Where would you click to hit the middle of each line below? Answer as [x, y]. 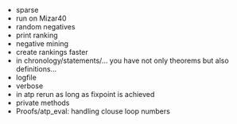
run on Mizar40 [41, 18]
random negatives [45, 27]
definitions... [36, 69]
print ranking [37, 35]
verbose [29, 86]
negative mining [42, 44]
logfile [26, 77]
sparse [27, 10]
